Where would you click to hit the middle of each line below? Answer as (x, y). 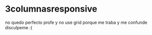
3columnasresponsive (51, 9)
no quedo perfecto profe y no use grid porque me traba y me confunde (76, 22)
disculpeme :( (19, 27)
